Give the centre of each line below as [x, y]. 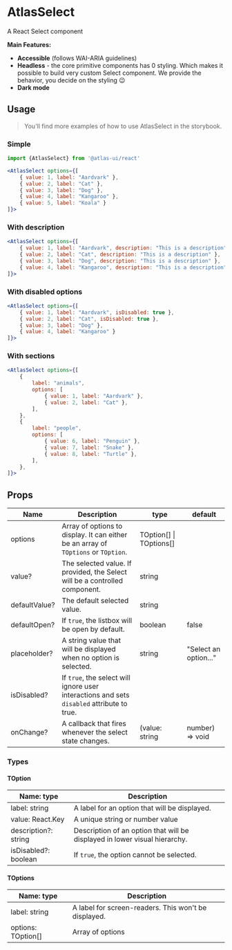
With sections [31, 356]
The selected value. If [97, 563]
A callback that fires [94, 723]
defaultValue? [33, 605]
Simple [19, 144]
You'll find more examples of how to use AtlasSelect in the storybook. [123, 126]
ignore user [80, 687]
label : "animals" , [58, 383]
